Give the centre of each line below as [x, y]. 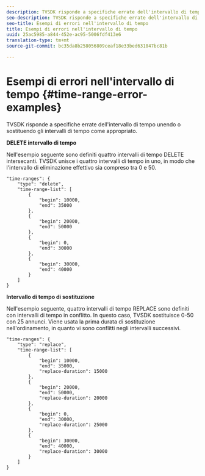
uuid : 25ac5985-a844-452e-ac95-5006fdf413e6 [64, 35]
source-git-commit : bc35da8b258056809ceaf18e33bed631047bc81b [87, 46]
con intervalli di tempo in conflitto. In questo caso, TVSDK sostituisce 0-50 [100, 315]
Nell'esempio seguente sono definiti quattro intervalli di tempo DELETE [95, 154]
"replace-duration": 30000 [73, 451]
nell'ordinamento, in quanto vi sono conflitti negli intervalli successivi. [94, 328]
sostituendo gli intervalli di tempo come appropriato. [72, 131]
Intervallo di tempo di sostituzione [50, 297]
